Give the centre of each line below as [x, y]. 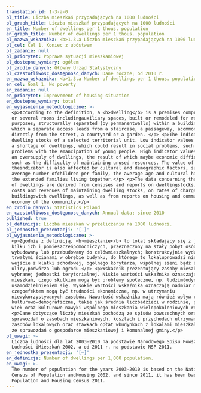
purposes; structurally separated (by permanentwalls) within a [93, 124]
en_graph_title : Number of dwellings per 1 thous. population [85, 34]
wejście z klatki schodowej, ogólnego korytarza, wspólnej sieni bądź [101, 263]
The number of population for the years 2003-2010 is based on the [98, 369]
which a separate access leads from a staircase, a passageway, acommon [104, 129]
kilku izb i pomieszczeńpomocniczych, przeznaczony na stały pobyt [98, 246]
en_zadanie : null [28, 90]
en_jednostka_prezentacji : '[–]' [48, 353]
